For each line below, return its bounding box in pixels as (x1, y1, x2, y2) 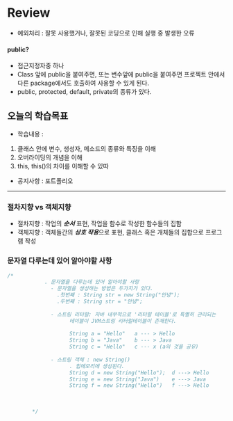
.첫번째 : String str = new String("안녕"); (56, 292, 180, 299)
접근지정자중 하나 (17, 61, 64, 70)
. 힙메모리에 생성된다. (69, 363, 125, 370)
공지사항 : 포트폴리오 (17, 176, 74, 185)
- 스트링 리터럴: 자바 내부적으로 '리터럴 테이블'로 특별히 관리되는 (51, 311, 216, 318)
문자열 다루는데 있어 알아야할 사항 (7, 256, 112, 266)
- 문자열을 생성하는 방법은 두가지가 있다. (51, 285, 154, 292)
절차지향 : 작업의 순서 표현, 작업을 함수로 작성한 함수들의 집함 (17, 219, 182, 228)
